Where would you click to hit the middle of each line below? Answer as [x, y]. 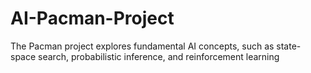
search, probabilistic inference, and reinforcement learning [159, 56]
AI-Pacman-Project [92, 18]
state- [289, 46]
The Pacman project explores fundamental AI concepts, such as [142, 46]
